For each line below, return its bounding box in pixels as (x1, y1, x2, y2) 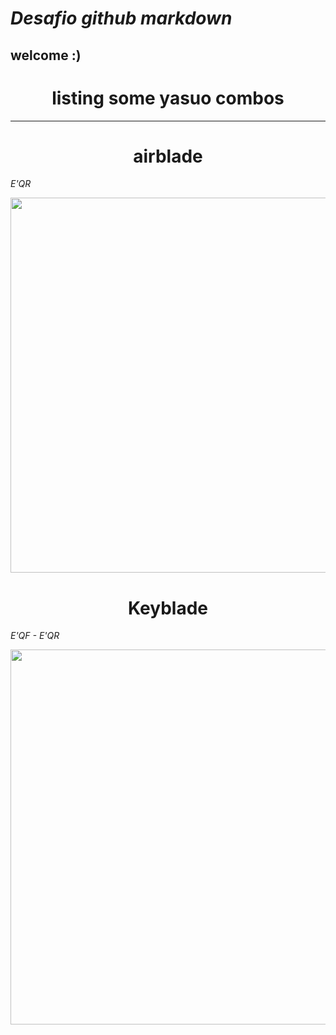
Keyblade (128, 597, 208, 619)
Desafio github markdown (10, 7, 233, 30)
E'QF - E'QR (10, 630, 60, 642)
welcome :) (10, 47, 82, 64)
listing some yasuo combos (51, 87, 285, 109)
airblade (133, 145, 203, 167)
